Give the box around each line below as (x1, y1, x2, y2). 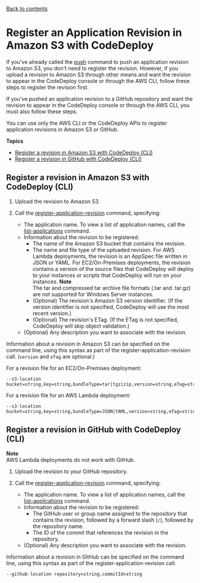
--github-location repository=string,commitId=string (6, 571, 143, 577)
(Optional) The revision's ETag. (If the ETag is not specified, (32, 316, 179, 323)
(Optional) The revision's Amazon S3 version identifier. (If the (32, 297, 183, 304)
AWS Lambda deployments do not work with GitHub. (6, 456, 135, 463)
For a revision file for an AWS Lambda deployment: (6, 391, 131, 399)
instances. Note (32, 277, 72, 285)
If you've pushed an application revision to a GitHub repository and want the (6, 95, 193, 102)
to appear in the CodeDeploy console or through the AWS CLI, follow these (6, 77, 190, 84)
